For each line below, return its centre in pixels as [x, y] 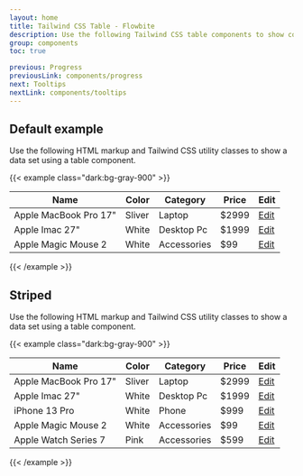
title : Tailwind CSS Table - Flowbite [82, 26]
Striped [31, 295]
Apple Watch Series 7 [60, 440]
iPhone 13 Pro [44, 411]
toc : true [28, 51]
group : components [44, 43]
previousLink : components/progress [76, 76]
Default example [56, 129]
